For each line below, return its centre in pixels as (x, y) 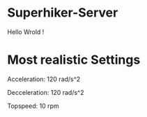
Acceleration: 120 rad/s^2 (44, 79)
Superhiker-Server (63, 13)
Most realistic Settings (74, 60)
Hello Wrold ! (26, 32)
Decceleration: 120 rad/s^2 (46, 92)
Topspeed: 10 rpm (33, 106)
